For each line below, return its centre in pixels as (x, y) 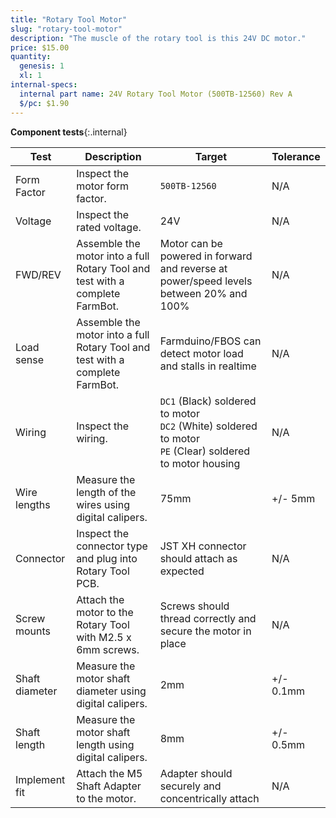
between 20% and (203, 293)
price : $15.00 (40, 47)
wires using (103, 504)
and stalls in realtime (208, 366)
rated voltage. (109, 227)
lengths (33, 504)
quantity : (31, 57)
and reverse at (193, 268)
